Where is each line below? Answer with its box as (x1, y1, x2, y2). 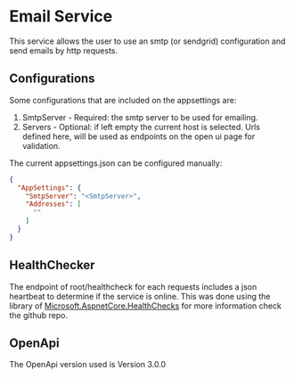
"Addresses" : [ (25, 200, 82, 209)
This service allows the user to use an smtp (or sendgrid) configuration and (9, 36, 286, 46)
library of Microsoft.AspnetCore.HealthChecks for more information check (9, 300, 282, 311)
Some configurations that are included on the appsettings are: (9, 94, 237, 105)
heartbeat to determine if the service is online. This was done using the (9, 291, 271, 301)
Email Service (9, 6, 113, 27)
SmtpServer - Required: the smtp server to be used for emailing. (21, 111, 258, 122)
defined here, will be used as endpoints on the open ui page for (21, 131, 256, 142)
